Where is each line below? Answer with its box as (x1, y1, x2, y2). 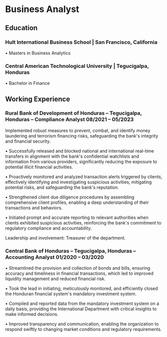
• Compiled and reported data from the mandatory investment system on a (5, 300, 159, 307)
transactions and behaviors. (5, 204, 62, 210)
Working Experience (5, 94, 70, 103)
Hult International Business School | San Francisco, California (5, 39, 157, 46)
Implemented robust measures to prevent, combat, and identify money (5, 127, 151, 134)
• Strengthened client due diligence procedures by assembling (5, 194, 134, 200)
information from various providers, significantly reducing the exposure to (5, 158, 157, 164)
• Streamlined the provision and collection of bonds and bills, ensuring (5, 265, 150, 271)
